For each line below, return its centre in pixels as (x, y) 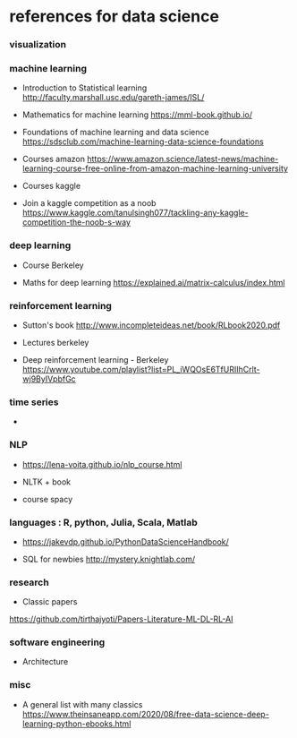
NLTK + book (47, 482)
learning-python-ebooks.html (76, 724)
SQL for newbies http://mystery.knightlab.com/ (108, 559)
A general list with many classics (82, 704)
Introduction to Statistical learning (85, 88)
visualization (38, 45)
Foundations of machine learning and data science (115, 133)
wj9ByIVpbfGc (49, 379)
